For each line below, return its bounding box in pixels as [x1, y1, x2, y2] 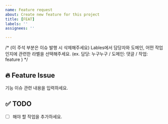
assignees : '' [5, 26, 35, 31]
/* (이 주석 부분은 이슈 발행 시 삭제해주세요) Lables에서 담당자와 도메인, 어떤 [5, 44, 154, 50]
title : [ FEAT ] [5, 16, 35, 21]
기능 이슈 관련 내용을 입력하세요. [5, 84, 69, 90]
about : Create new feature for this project [5, 12, 100, 17]
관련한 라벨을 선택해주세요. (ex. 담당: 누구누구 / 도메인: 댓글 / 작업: [18, 51, 148, 57]
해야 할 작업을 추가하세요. [12, 113, 63, 119]
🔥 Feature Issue [5, 71, 55, 79]
